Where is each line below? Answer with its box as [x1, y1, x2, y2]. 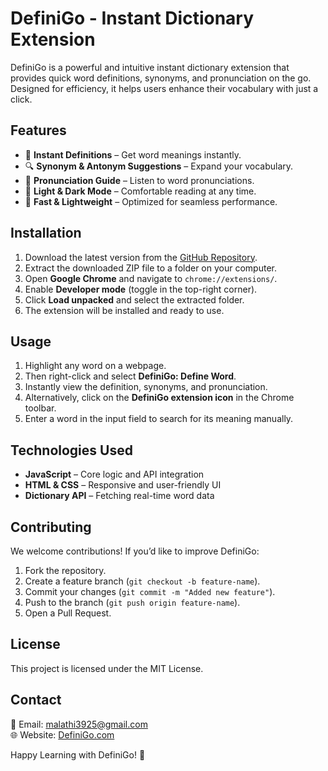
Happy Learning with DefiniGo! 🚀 [10, 748, 146, 761]
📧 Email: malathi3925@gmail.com [10, 718, 148, 730]
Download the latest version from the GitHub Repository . [24, 251, 258, 263]
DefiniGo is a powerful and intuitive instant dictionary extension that [10, 61, 290, 73]
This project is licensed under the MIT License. [10, 662, 204, 674]
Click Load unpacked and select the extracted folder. [24, 293, 245, 306]
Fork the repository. [24, 565, 107, 576]
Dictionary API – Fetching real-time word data [24, 490, 215, 502]
